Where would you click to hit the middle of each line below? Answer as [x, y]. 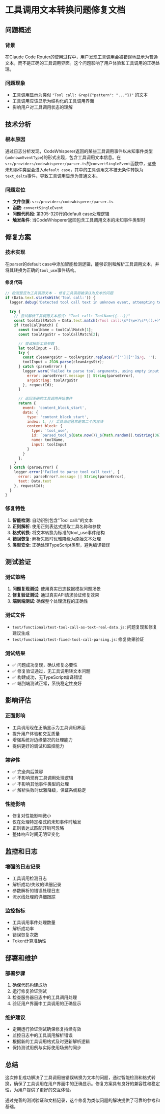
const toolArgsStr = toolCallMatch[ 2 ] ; [59, 334]
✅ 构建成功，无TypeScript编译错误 [47, 677]
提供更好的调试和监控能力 [38, 746]
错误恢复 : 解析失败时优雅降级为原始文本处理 [56, 539]
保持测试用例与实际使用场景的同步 [47, 1048]
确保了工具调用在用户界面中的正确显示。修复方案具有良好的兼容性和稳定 [87, 1084]
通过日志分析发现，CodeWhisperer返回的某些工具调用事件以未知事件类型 [79, 151]
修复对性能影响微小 [32, 816]
